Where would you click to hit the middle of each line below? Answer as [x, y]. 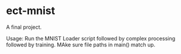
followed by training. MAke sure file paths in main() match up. [81, 45]
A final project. [24, 27]
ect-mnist [31, 11]
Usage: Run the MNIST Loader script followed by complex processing [91, 38]
